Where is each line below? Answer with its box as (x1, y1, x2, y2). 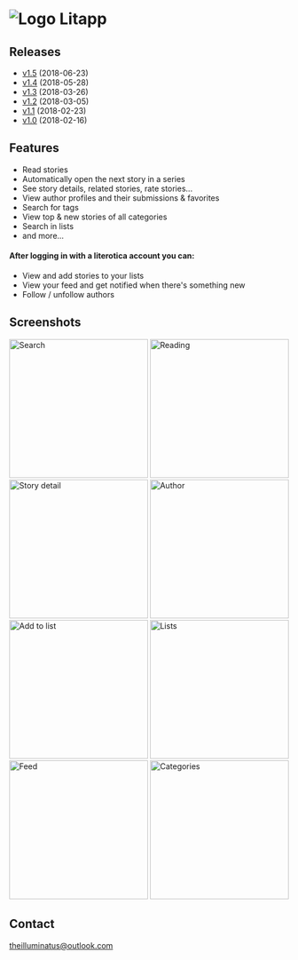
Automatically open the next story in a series (21, 173, 185, 184)
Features (9, 140, 59, 155)
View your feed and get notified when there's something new (21, 280, 246, 290)
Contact (9, 916, 55, 932)
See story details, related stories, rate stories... (21, 183, 193, 194)
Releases (9, 44, 61, 60)
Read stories (21, 164, 68, 175)
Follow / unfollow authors (21, 290, 115, 300)
